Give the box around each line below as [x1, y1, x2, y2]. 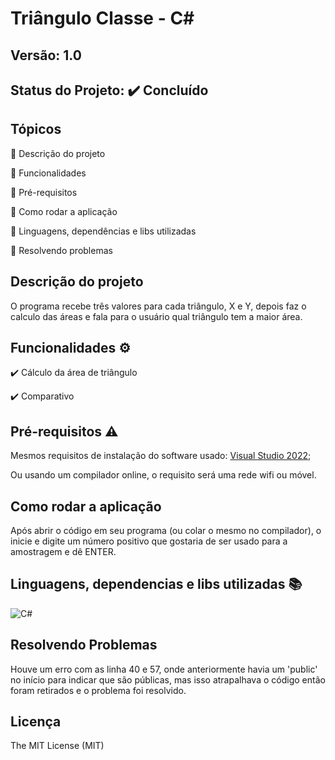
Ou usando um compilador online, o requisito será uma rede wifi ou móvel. [10, 469, 317, 481]
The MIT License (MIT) [10, 740, 105, 752]
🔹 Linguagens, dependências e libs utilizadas [10, 225, 197, 237]
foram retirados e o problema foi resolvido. [10, 684, 187, 696]
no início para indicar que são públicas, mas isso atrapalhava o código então [10, 673, 326, 686]
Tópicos [10, 121, 62, 138]
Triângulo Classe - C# [10, 7, 195, 30]
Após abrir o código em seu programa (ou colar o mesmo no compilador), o [10, 525, 322, 537]
